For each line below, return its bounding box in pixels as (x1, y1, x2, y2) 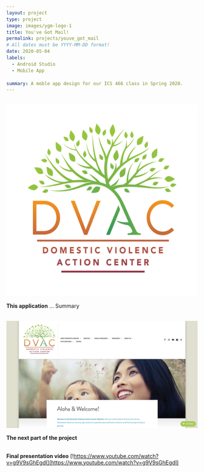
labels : (6, 55, 26, 61)
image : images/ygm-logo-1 (6, 23, 72, 29)
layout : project (6, 10, 47, 16)
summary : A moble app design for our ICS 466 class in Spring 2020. (6, 80, 183, 86)
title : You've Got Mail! (6, 29, 69, 35)
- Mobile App (12, 68, 45, 74)
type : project (6, 16, 42, 23)
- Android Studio (12, 61, 56, 67)
